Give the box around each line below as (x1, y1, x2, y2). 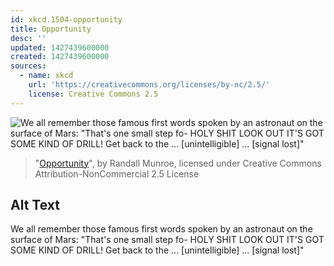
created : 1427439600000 (10, 52, 110, 62)
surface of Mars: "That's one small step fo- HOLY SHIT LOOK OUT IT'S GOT (10, 234, 325, 246)
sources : (10, 61, 47, 71)
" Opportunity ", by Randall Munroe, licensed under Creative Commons (34, 157, 322, 169)
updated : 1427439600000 (10, 42, 110, 53)
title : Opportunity (10, 24, 92, 34)
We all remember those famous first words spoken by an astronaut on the (10, 223, 313, 235)
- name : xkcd (19, 71, 74, 81)
